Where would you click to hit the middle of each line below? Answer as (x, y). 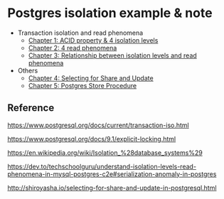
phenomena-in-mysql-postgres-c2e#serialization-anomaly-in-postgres (112, 174)
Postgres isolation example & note (110, 13)
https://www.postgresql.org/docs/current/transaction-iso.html (98, 125)
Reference (31, 108)
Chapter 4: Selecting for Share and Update (91, 78)
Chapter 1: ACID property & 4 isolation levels (93, 40)
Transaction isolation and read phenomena (80, 33)
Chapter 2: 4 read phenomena (73, 48)
